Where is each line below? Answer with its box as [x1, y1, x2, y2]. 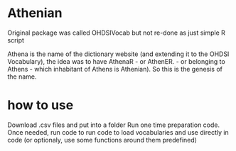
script [7, 35, 25, 44]
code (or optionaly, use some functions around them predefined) [7, 135, 198, 144]
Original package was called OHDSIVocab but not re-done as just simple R [7, 28, 226, 37]
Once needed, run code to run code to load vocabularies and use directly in [7, 128, 229, 136]
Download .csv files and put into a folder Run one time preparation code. [7, 121, 220, 129]
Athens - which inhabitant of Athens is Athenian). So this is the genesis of [7, 65, 222, 73]
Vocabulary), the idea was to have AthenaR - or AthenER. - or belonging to [7, 57, 225, 65]
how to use [7, 97, 74, 113]
